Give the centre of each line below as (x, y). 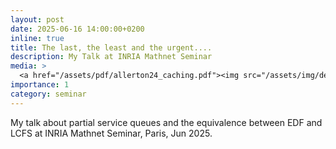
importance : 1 (40, 85)
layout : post (37, 19)
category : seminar (48, 94)
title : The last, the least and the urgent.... (111, 47)
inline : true (37, 38)
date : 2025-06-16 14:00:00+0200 (77, 29)
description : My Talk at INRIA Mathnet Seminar (111, 57)
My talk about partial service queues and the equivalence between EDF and (166, 122)
